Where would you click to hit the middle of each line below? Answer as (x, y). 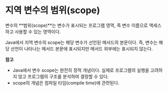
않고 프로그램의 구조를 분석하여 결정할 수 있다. (63, 76)
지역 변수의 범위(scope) (53, 10)
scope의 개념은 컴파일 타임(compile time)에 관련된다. (66, 83)
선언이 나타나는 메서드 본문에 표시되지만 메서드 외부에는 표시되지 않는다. (82, 49)
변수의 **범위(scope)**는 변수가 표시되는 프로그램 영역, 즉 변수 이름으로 (77, 25)
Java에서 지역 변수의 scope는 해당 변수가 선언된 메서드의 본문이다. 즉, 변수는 (81, 42)
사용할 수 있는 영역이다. (38, 31)
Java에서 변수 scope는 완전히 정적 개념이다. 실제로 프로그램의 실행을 (81, 70)
